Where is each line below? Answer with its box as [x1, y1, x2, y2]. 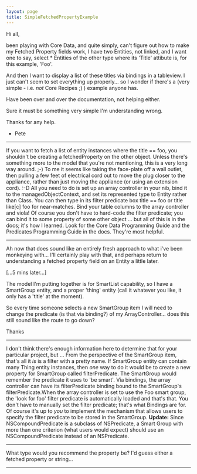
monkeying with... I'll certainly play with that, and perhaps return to [6, 251, 168, 258]
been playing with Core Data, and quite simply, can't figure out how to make [6, 42, 189, 49]
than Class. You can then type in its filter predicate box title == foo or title [6, 196, 183, 203]
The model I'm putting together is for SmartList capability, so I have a [6, 280, 173, 287]
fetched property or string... [6, 455, 73, 462]
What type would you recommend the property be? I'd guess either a [6, 449, 173, 456]
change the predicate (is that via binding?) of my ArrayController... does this [6, 310, 189, 318]
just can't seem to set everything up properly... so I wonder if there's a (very [6, 78, 190, 85]
